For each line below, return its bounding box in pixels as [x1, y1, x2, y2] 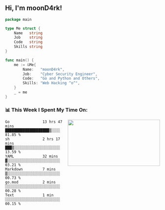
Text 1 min [5, 193, 54, 198]
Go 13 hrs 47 [5, 119, 63, 125]
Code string [14, 39, 43, 45]
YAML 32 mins [5, 154, 58, 159]
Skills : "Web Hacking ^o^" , [23, 81, 80, 86]
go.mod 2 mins [5, 180, 56, 185]
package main [5, 17, 32, 22]
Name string [14, 31, 43, 35]
